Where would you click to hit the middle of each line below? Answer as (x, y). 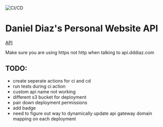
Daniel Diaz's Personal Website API (82, 29)
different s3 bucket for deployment (49, 97)
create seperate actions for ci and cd (52, 81)
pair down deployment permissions (50, 103)
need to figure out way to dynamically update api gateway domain (83, 113)
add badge (24, 108)
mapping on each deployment (44, 119)
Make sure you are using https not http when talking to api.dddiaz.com (80, 52)
